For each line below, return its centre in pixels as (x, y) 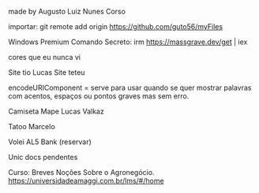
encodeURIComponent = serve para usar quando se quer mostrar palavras (130, 87)
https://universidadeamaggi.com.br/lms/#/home (86, 181)
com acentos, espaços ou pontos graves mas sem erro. (99, 96)
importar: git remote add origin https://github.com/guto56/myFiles (116, 26)
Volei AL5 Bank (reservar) (50, 142)
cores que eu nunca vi (45, 57)
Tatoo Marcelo (32, 126)
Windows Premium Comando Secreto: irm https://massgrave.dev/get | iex (128, 42)
